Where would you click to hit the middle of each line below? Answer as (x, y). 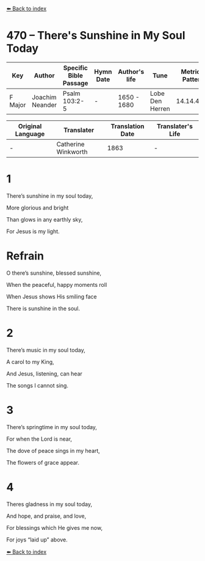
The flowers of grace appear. (43, 462)
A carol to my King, (30, 361)
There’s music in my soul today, (46, 350)
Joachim (44, 97)
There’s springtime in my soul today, (52, 427)
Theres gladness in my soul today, (49, 504)
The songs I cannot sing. (38, 385)
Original (30, 126)
